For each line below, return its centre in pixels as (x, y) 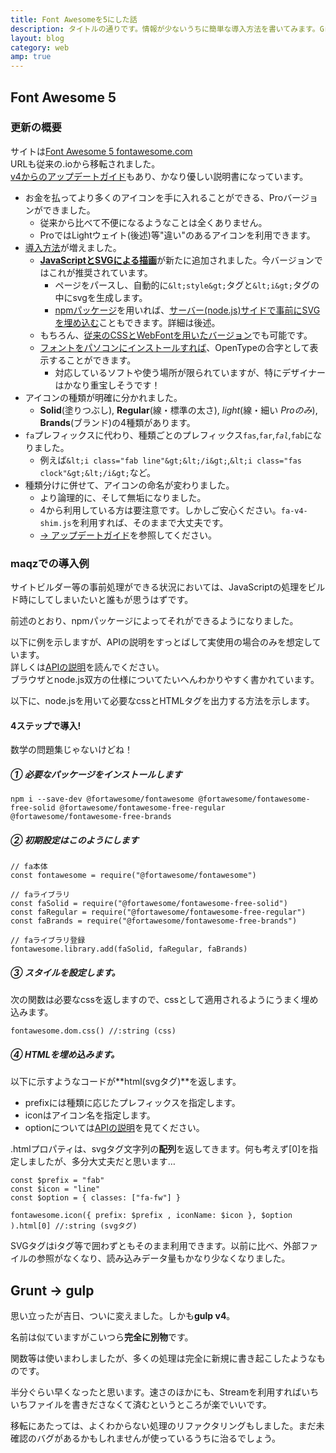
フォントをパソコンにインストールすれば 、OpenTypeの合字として (174, 347)
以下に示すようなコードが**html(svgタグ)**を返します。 (126, 1082)
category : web (40, 47)
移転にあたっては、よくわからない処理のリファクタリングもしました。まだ (163, 1425)
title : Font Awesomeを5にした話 (74, 19)
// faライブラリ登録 (48, 941)
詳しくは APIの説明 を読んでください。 (87, 667)
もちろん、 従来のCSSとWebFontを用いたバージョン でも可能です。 (176, 335)
